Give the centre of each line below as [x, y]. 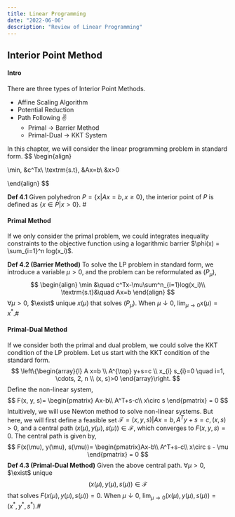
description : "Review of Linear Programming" [75, 27]
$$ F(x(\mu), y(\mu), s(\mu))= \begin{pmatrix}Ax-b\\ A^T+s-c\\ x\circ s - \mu [118, 447]
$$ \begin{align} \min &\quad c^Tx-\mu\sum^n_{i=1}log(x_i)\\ [118, 284]
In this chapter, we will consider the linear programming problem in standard [117, 149]
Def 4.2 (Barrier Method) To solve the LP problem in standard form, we [110, 264]
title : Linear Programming [47, 14]
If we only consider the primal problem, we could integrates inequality [108, 236]
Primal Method [29, 220]
